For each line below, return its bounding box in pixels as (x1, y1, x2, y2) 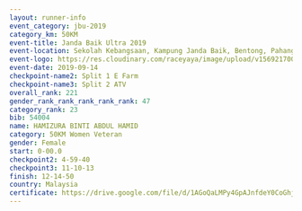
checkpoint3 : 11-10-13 (9, 163, 94, 172)
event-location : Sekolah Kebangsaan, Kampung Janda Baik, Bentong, (9, 47, 268, 56)
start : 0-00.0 (9, 146, 63, 155)
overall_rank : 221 (9, 88, 78, 97)
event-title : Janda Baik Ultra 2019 (9, 38, 147, 48)
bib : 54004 (9, 113, 50, 122)
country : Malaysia (9, 180, 78, 189)
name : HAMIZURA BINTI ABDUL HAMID (9, 122, 139, 131)
